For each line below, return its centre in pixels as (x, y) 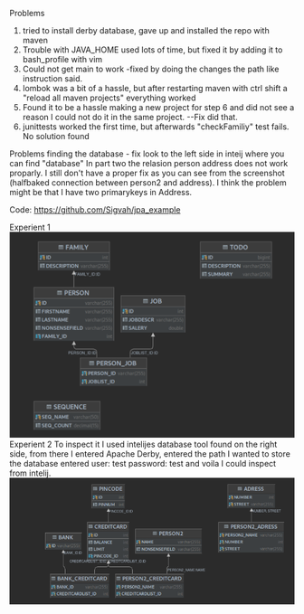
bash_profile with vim (62, 59)
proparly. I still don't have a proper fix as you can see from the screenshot (147, 173)
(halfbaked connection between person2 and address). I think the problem (148, 183)
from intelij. (30, 473)
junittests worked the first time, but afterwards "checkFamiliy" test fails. (156, 127)
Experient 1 (30, 227)
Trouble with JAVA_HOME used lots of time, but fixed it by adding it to (152, 50)
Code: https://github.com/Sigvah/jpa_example (95, 210)
